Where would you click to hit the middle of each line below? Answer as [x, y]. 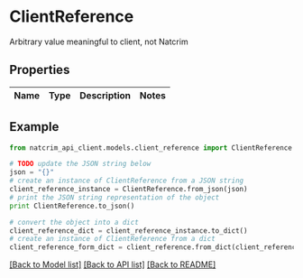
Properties [40, 70]
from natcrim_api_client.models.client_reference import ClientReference [151, 148]
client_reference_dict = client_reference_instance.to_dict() [129, 231]
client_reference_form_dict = [66, 247]
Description [105, 95]
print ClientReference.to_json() [72, 206]
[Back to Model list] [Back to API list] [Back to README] [113, 264]
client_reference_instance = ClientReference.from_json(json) [129, 190]
